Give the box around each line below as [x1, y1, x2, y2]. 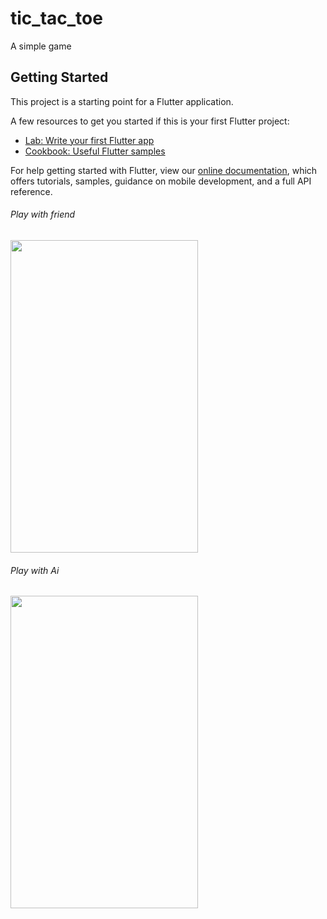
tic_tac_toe [10, 7, 103, 30]
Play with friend [10, 208, 76, 221]
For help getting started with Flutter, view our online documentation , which [10, 164, 318, 176]
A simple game [10, 40, 72, 52]
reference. [10, 185, 53, 197]
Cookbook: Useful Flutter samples [24, 145, 166, 157]
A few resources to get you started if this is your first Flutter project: [10, 115, 290, 127]
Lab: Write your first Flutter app [24, 134, 155, 146]
